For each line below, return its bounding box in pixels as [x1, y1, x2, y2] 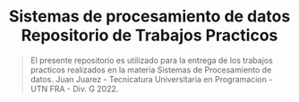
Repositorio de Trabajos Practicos [21, 25, 278, 46]
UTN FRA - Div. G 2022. [30, 83, 119, 94]
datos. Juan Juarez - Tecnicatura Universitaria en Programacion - [30, 73, 273, 84]
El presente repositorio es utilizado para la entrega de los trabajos [30, 55, 274, 65]
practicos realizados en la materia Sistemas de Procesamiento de [30, 64, 272, 75]
